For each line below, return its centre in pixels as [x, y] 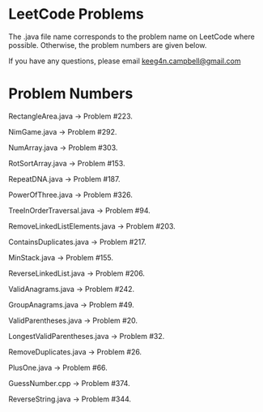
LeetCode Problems [76, 14]
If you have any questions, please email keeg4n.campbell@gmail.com [125, 61]
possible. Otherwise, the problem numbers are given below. [108, 45]
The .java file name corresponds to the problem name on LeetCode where [131, 36]
